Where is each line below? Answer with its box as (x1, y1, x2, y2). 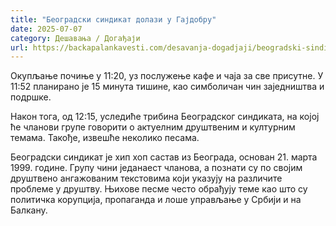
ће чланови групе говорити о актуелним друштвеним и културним (10, 121, 296, 133)
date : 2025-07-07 (10, 24, 83, 34)
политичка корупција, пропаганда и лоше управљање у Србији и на (10, 194, 302, 206)
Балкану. (10, 204, 48, 216)
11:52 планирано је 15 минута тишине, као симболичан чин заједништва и (10, 81, 325, 93)
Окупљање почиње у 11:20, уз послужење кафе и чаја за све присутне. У (10, 70, 324, 82)
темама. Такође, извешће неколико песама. (10, 132, 200, 144)
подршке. (10, 91, 52, 103)
